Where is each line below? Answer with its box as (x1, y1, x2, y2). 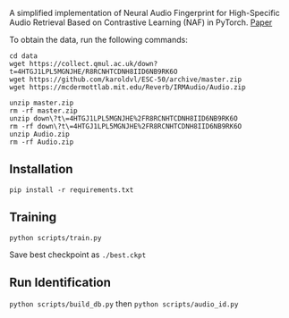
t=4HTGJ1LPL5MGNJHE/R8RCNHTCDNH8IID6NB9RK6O (9, 67, 178, 76)
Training (9, 210, 57, 225)
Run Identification (9, 275, 112, 290)
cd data (9, 52, 38, 61)
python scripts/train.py (9, 233, 102, 242)
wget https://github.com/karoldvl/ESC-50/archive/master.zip (9, 75, 242, 84)
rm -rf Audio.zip (9, 138, 74, 146)
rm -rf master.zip (9, 106, 78, 115)
